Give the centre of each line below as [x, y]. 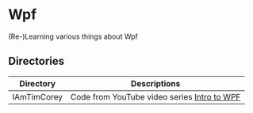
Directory [38, 83]
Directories [36, 61]
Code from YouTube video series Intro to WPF [155, 96]
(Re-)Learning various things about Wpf [73, 36]
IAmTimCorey [38, 96]
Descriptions [155, 83]
